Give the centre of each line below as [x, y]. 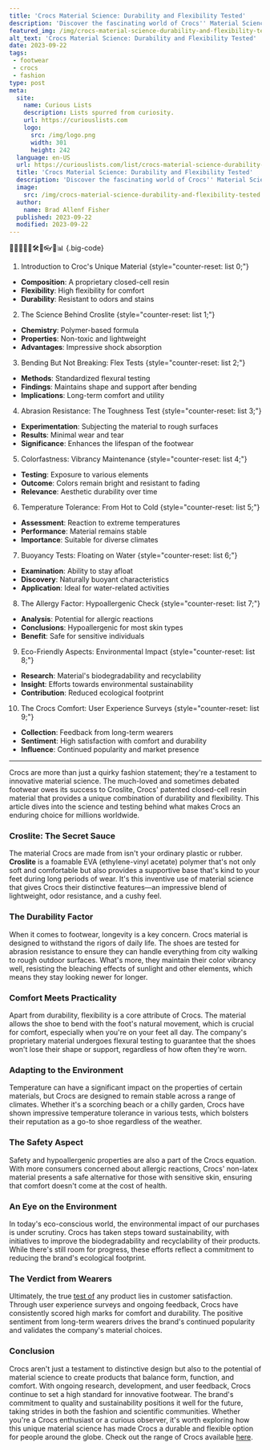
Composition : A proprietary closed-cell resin [95, 282]
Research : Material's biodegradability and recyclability [111, 676]
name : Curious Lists [58, 105]
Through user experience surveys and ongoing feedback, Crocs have [124, 1305]
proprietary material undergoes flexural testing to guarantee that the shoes [132, 1041]
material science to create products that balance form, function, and [122, 1377]
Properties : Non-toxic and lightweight [83, 339]
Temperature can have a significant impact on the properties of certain [126, 1087]
